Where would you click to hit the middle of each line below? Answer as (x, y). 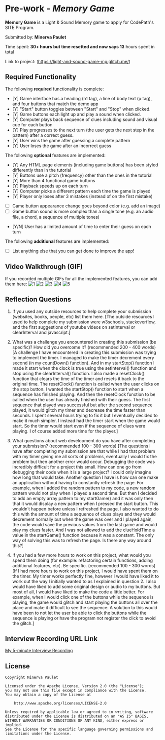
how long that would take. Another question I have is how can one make (85, 477)
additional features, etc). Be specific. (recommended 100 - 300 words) (84, 565)
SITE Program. (20, 27)
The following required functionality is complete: (55, 89)
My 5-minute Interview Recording (39, 651)
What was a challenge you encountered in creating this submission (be (84, 342)
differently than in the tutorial (42, 170)
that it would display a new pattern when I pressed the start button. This (85, 504)
